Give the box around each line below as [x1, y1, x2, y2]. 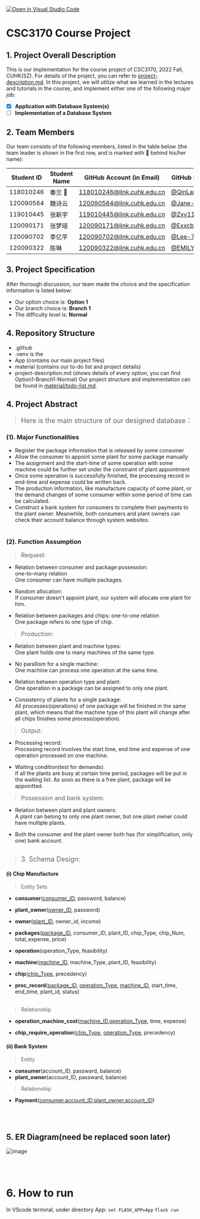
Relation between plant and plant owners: [14, 807, 117, 814]
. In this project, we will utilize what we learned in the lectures [43, 79, 194, 86]
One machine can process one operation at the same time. [14, 667, 159, 674]
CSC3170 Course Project [6, 27, 131, 40]
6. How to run [6, 1186, 74, 1200]
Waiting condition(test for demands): [14, 763, 105, 770]
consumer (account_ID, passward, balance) [14, 1067, 121, 1074]
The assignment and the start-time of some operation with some [14, 459, 173, 467]
